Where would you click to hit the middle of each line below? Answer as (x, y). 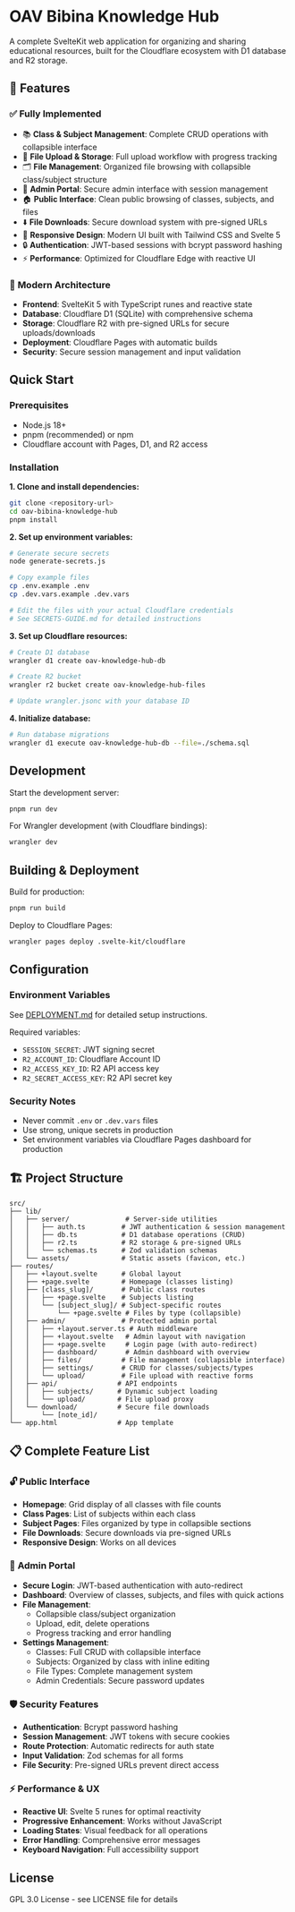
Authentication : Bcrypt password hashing (100, 1727)
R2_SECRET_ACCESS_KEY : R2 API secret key (97, 1078)
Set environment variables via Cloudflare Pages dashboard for (137, 1140)
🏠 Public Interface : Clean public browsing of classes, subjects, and (148, 199)
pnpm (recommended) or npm (78, 434)
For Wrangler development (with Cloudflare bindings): (108, 826)
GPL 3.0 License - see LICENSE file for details (94, 1899)
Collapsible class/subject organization (105, 1614)
